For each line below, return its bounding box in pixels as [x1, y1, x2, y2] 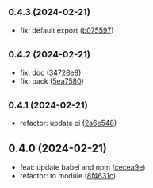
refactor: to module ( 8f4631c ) [19, 171, 117, 181]
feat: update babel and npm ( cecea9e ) [19, 163, 146, 172]
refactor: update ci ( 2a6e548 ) [19, 119, 117, 128]
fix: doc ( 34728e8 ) [19, 68, 82, 77]
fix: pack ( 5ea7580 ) [19, 76, 85, 86]
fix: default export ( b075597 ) [19, 25, 114, 35]
